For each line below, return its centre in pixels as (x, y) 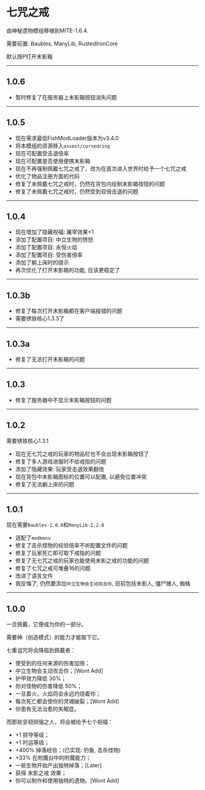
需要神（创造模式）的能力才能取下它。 (54, 637)
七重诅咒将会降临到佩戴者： (41, 650)
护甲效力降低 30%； (41, 678)
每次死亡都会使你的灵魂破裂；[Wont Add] (67, 702)
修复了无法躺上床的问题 (45, 484)
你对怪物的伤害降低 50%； (49, 686)
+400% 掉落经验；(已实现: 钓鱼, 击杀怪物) (68, 750)
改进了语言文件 (34, 576)
